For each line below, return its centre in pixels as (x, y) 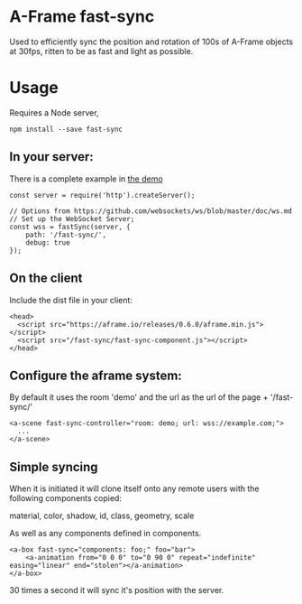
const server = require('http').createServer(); (102, 195)
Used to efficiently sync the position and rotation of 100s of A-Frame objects (151, 42)
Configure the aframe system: (96, 375)
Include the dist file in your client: (71, 300)
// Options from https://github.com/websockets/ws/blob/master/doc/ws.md (151, 211)
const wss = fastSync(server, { (70, 227)
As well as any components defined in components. (105, 534)
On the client (46, 279)
